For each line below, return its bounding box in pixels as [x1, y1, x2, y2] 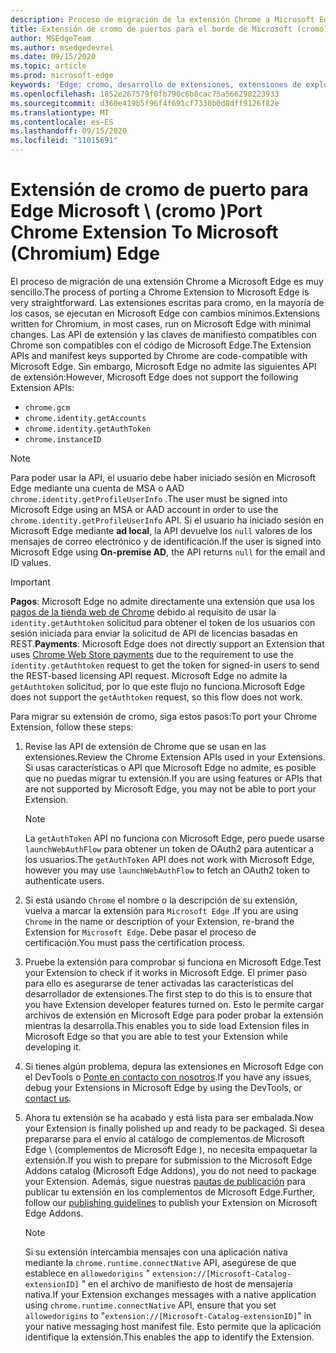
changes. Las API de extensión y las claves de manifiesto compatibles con [10, 328, 317, 340]
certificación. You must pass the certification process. [24, 936, 246, 948]
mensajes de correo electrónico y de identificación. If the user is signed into [10, 535, 322, 547]
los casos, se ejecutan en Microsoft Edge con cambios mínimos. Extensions [10, 307, 320, 319]
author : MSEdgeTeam [10, 33, 92, 43]
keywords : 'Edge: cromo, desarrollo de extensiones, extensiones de [10, 80, 302, 90]
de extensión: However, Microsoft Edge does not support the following [10, 371, 299, 383]
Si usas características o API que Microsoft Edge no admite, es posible [24, 761, 317, 773]
